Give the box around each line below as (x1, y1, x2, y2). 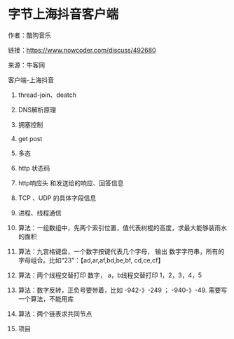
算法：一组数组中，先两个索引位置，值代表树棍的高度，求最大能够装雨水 (18, 223, 227, 232)
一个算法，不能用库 (18, 294, 74, 303)
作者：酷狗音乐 (8, 31, 51, 39)
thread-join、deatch (18, 91, 76, 99)
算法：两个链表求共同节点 (18, 310, 92, 318)
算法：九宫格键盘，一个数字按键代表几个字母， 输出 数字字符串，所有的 (18, 247, 225, 255)
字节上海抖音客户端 (8, 6, 119, 22)
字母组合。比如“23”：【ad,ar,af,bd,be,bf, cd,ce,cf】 (18, 255, 165, 264)
